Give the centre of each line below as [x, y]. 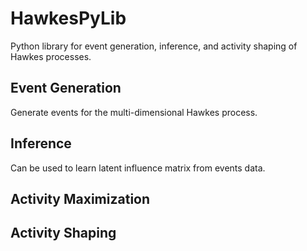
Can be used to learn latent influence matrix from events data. [138, 168]
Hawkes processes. [51, 56]
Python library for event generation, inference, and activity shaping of [154, 46]
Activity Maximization [80, 198]
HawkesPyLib [68, 18]
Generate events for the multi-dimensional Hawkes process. [134, 112]
